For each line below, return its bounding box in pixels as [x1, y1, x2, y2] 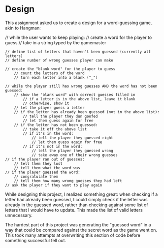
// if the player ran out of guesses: [5, 156, 85, 162]
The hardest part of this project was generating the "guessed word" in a [5, 221, 151, 227]
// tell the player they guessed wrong [31, 148, 113, 153]
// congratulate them [14, 174, 58, 179]
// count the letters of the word [14, 70, 85, 76]
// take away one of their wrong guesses [31, 153, 118, 157]
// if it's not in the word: [23, 144, 83, 149]
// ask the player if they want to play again [5, 183, 102, 187]
